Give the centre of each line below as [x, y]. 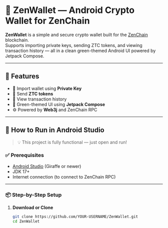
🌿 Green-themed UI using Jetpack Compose [59, 104]
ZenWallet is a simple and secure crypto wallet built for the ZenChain [77, 34]
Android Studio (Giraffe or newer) [47, 166]
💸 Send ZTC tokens [33, 93]
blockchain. [17, 40]
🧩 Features [22, 76]
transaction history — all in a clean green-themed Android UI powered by [80, 50]
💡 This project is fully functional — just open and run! [72, 142]
